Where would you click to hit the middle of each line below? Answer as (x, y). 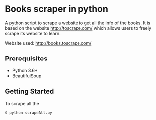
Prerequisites (26, 59)
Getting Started (30, 91)
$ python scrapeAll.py (29, 113)
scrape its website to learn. (33, 33)
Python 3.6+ (25, 70)
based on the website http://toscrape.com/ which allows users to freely (78, 28)
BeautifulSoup (27, 76)
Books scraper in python (57, 9)
